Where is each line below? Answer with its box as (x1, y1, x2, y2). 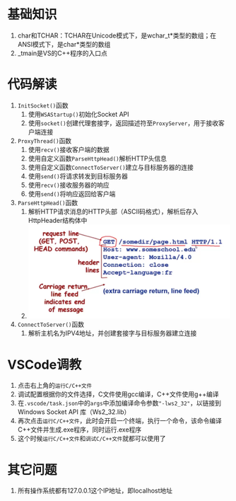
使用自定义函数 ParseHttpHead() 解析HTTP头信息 (28, 154, 167, 163)
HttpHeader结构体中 (28, 216, 88, 224)
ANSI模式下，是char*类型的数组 (17, 40, 111, 48)
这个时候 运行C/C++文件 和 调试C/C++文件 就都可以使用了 (17, 434, 166, 443)
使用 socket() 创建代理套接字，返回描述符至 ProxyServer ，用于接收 (28, 118, 219, 127)
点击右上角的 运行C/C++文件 (17, 381, 93, 390)
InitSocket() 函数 (17, 100, 69, 110)
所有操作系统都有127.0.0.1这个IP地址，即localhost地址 (17, 486, 173, 495)
